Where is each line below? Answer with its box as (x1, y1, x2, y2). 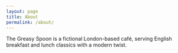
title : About (6, 14, 38, 20)
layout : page (6, 8, 38, 15)
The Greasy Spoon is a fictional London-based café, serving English (6, 36, 173, 43)
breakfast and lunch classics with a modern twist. (6, 41, 127, 48)
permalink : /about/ (6, 19, 54, 25)
